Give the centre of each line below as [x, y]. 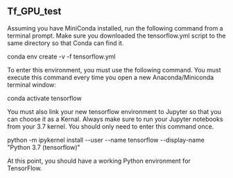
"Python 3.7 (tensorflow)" [44, 147]
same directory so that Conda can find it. [66, 43]
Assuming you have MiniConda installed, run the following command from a [115, 28]
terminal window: [32, 84]
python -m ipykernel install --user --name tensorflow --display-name [106, 140]
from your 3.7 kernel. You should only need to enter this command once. [111, 126]
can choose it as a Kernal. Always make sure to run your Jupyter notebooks [115, 119]
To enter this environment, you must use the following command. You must [114, 70]
